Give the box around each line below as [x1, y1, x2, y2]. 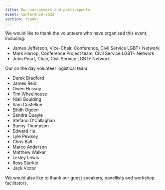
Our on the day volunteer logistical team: [5, 65, 89, 71]
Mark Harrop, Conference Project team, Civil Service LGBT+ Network [12, 50, 155, 56]
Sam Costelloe [12, 102, 42, 108]
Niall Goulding [12, 96, 41, 102]
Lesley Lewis [12, 155, 39, 161]
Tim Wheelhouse [12, 91, 47, 97]
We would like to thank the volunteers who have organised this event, [5, 30, 148, 36]
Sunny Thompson [12, 123, 49, 129]
